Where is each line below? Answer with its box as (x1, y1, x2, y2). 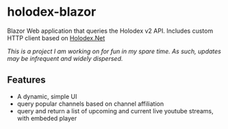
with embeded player (16, 114, 77, 122)
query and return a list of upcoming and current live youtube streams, (16, 106, 214, 115)
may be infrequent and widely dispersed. (7, 54, 123, 62)
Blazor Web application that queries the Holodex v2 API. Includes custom (7, 27, 214, 35)
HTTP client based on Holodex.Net (7, 33, 105, 42)
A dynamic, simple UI (16, 92, 77, 100)
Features (7, 74, 46, 86)
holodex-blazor (7, 4, 97, 20)
